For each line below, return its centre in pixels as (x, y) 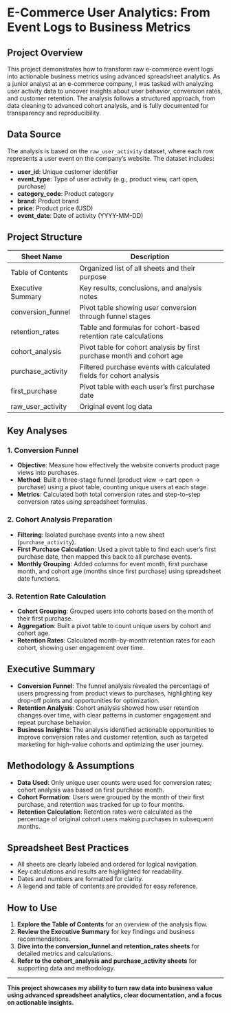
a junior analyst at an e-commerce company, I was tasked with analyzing (110, 84)
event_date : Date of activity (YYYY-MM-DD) (80, 215)
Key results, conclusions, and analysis (141, 288)
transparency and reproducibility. (54, 113)
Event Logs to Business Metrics (99, 27)
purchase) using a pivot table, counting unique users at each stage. (112, 487)
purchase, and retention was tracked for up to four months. (101, 804)
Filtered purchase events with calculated (145, 367)
